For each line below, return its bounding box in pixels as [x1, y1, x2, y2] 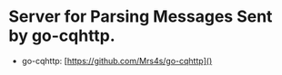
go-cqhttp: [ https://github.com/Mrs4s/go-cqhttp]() [21, 55, 213, 66]
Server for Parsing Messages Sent [8, 6, 273, 27]
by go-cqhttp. [8, 25, 116, 46]
